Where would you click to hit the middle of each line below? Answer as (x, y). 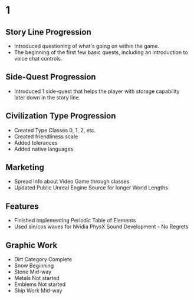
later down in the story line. (47, 97)
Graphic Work (32, 245)
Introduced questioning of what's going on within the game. (87, 46)
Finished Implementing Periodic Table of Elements (75, 221)
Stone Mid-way (33, 272)
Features (22, 206)
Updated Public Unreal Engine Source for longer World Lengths (91, 188)
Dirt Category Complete (43, 259)
